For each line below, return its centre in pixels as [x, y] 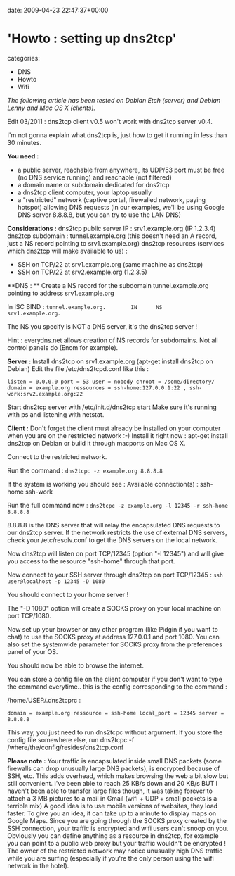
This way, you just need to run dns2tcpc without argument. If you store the [115, 732]
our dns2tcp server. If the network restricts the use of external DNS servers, [117, 532]
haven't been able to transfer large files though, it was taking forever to [110, 791]
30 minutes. [25, 142]
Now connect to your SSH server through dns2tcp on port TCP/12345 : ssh [115, 575]
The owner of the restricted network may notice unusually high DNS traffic [115, 851]
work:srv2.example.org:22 [45, 394]
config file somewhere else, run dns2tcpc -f [71, 739]
